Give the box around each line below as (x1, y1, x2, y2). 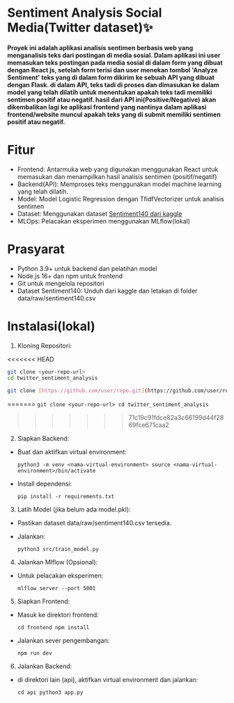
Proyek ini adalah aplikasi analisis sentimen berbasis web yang (7, 43, 194, 52)
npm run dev (17, 650, 52, 657)
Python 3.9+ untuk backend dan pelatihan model (17, 264, 158, 272)
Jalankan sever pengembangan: (17, 636, 110, 645)
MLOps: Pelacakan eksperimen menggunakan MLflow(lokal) (17, 217, 190, 225)
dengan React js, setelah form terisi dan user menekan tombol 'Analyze (7, 65, 218, 74)
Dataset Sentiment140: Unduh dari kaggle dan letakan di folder (17, 286, 198, 295)
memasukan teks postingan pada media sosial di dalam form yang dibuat (7, 58, 223, 67)
